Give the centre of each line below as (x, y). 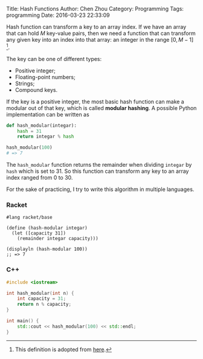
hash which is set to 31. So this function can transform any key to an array (98, 171)
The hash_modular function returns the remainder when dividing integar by (99, 165)
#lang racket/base (29, 218)
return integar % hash (46, 137)
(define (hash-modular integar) (47, 228)
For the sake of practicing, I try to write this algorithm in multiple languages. (100, 189)
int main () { (23, 321)
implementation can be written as (48, 114)
